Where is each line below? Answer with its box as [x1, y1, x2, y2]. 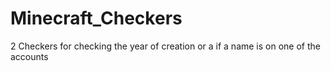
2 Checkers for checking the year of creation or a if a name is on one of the [10, 40, 321, 52]
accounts [10, 50, 49, 62]
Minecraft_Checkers [10, 7, 183, 30]
